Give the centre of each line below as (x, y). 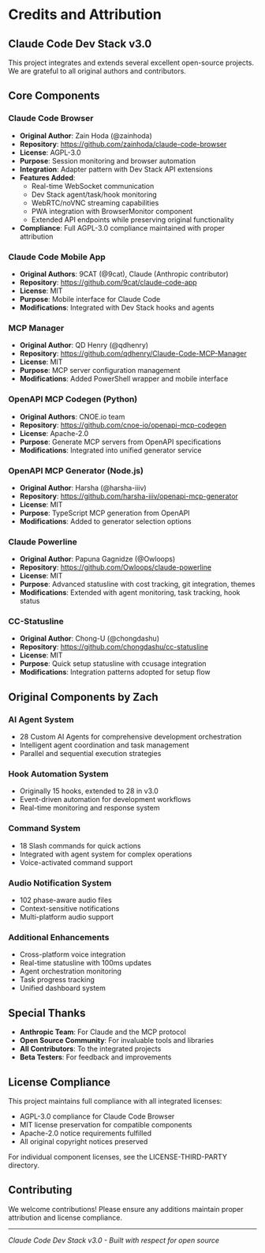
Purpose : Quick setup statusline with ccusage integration (113, 664)
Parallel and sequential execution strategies (90, 754)
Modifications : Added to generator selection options (105, 521)
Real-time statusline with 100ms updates (86, 963)
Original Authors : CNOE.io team (72, 416)
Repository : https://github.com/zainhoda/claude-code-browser (123, 144)
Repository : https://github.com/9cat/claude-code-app (108, 282)
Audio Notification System (60, 882)
